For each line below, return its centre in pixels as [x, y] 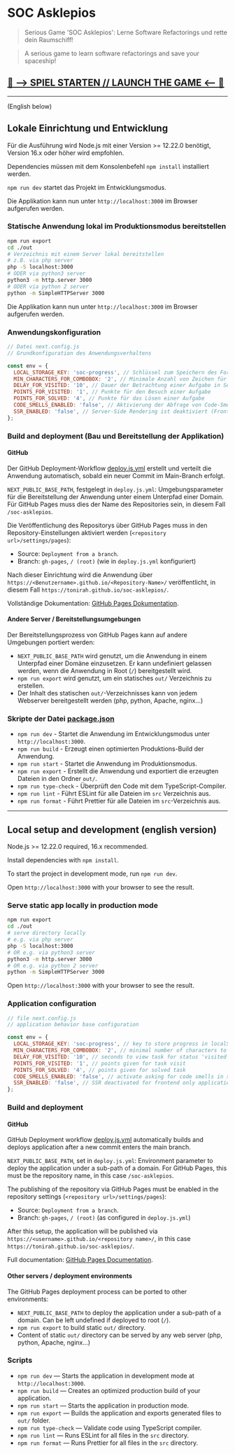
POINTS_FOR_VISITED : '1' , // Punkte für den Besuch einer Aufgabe [112, 392]
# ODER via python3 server [47, 274]
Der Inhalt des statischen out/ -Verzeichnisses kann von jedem [107, 693]
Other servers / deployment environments [70, 1276]
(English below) [30, 106]
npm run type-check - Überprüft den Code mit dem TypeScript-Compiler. [122, 786]
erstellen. [31, 686]
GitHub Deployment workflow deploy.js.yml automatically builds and [106, 1140]
